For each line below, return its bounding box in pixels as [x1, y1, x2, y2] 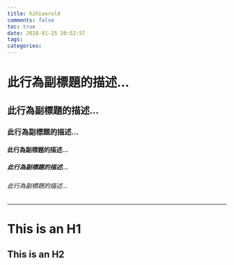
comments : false [7, 17, 54, 24]
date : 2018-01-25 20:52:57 [7, 29, 86, 37]
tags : [7, 36, 23, 43]
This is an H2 [7, 248, 65, 261]
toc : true [7, 23, 36, 30]
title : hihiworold [7, 10, 61, 17]
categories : [7, 42, 42, 49]
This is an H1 [7, 220, 81, 236]
